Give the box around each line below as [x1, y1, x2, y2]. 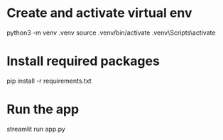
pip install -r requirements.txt [6, 76, 92, 85]
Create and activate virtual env [6, 5, 192, 21]
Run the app [6, 101, 80, 117]
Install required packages [6, 53, 161, 69]
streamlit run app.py [6, 124, 65, 133]
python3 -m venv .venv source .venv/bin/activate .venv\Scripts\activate [6, 28, 216, 37]
